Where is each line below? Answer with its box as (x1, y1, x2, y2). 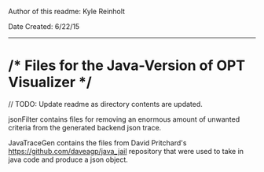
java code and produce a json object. (8, 155, 128, 164)
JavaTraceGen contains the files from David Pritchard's (8, 137, 187, 148)
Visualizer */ (8, 74, 92, 91)
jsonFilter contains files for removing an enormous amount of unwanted (8, 114, 240, 124)
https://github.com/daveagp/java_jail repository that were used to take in (8, 146, 244, 156)
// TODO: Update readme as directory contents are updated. (8, 99, 203, 108)
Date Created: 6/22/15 (8, 22, 80, 31)
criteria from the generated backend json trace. (8, 123, 162, 132)
